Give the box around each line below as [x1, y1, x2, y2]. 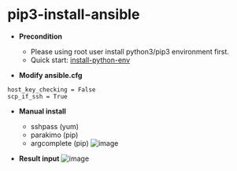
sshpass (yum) [30, 121, 80, 131]
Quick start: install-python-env [30, 55, 131, 65]
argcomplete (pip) [30, 138, 89, 147]
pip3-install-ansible [7, 6, 140, 24]
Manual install [18, 106, 66, 116]
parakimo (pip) [30, 130, 79, 139]
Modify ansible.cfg [18, 70, 83, 80]
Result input [18, 154, 60, 163]
